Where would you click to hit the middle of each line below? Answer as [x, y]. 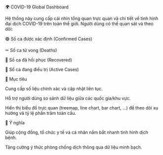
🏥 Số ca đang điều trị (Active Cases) [42, 69]
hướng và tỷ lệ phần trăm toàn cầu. [41, 113]
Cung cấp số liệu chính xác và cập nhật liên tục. [54, 89]
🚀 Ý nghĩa [15, 123]
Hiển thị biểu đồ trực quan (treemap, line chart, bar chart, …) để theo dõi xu [82, 108]
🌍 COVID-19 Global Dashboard [37, 7]
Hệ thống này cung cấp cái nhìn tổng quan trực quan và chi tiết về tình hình [82, 18]
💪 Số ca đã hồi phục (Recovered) [39, 60]
